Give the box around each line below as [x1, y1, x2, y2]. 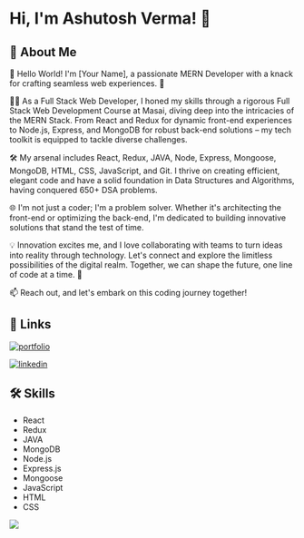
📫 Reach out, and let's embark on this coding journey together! [9, 288, 248, 298]
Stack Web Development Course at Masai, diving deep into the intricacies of [9, 105, 295, 116]
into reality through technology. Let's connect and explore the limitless [9, 249, 273, 260]
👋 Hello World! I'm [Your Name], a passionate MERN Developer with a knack [9, 68, 293, 79]
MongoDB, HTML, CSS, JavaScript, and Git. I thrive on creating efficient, [9, 165, 280, 176]
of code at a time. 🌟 [9, 269, 83, 279]
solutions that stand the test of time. [9, 222, 144, 232]
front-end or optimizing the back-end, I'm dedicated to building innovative [9, 212, 287, 223]
